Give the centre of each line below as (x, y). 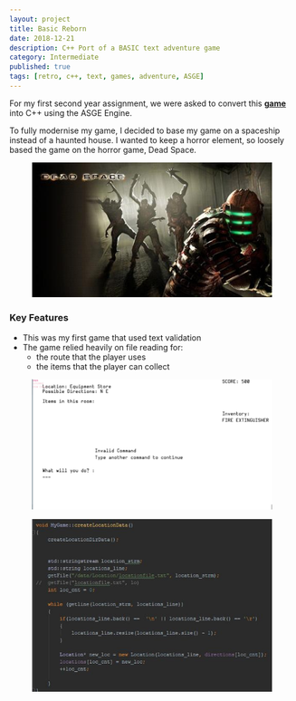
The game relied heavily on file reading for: (103, 347)
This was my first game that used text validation (112, 337)
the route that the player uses (91, 357)
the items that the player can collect (103, 366)
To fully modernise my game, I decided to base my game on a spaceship (145, 130)
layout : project (40, 19)
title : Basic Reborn (48, 29)
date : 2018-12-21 (42, 38)
